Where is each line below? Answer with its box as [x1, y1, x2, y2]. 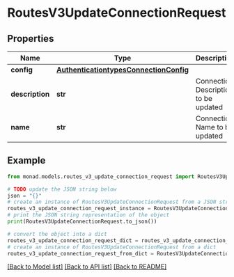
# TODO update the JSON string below [7, 186, 117, 193]
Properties [7, 33, 54, 45]
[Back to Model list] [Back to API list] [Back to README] [7, 262, 167, 271]
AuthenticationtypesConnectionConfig [56, 65, 189, 74]
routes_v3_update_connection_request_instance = [7, 205, 151, 212]
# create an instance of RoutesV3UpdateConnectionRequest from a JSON [7, 198, 217, 206]
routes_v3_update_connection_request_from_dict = [7, 250, 155, 257]
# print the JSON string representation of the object [7, 212, 170, 219]
